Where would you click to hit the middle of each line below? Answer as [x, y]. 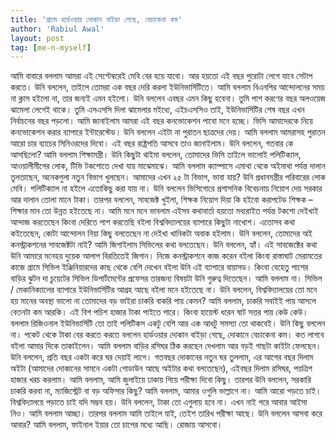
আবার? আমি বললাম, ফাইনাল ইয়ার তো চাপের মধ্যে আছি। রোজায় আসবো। [116, 425]
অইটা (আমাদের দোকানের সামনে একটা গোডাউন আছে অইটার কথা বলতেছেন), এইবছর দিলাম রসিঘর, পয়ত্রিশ [161, 368]
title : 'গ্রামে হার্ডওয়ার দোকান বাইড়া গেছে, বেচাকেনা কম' [96, 19]
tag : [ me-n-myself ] [51, 47]
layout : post [37, 38]
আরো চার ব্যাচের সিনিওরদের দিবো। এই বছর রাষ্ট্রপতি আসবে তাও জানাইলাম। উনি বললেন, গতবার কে [152, 143]
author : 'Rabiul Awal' [57, 29]
